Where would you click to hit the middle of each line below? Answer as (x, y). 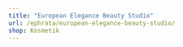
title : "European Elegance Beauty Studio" (81, 16)
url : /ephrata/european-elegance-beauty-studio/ (92, 23)
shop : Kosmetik (34, 30)
